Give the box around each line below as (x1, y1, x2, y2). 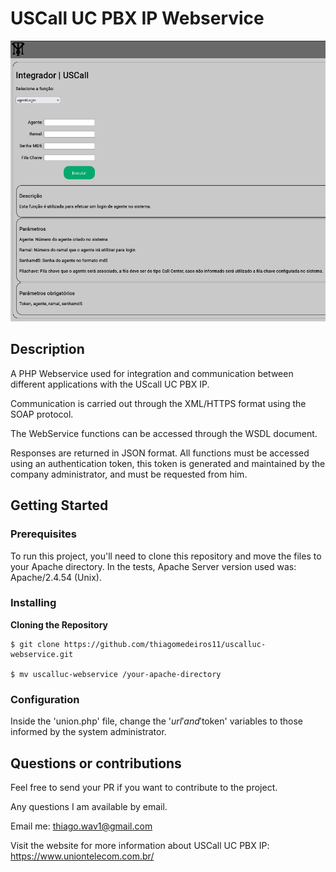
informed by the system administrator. (10, 726, 167, 738)
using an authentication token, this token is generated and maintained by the (10, 457, 326, 469)
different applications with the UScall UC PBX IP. (10, 378, 210, 390)
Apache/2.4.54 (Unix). (10, 571, 102, 583)
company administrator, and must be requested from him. (10, 468, 248, 480)
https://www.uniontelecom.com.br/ (10, 850, 155, 862)
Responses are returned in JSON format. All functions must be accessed (10, 447, 310, 459)
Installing (10, 596, 57, 610)
